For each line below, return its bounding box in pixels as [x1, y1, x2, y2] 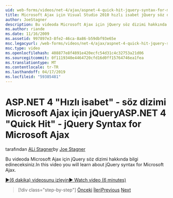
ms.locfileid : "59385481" [5, 74, 61, 80]
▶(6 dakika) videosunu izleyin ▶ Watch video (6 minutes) [5, 176, 126, 183]
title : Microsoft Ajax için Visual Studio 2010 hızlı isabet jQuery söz [5, 12, 165, 17]
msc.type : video [5, 46, 40, 51]
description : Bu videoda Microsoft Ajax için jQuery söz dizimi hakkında [5, 22, 167, 27]
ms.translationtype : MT [5, 60, 57, 65]
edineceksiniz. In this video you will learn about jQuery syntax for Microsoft [5, 161, 164, 167]
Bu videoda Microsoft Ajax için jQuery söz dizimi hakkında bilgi [5, 156, 139, 162]
